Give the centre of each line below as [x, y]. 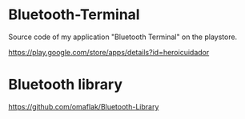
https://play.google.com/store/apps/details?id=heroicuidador [109, 52]
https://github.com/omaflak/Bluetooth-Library [84, 106]
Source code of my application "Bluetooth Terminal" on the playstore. [123, 37]
